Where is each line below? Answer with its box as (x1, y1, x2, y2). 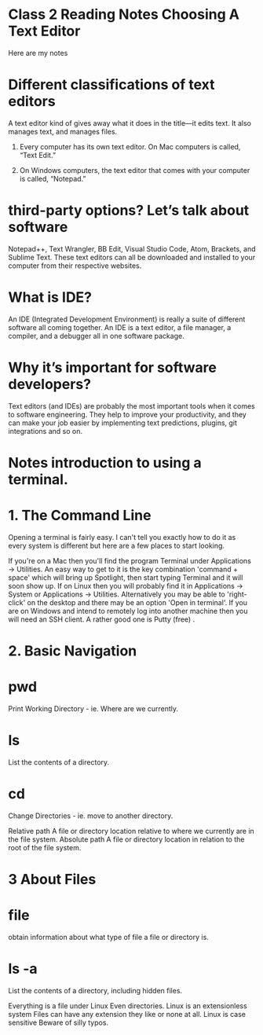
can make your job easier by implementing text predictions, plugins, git (8, 418, 238, 428)
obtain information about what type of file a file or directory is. (8, 932, 210, 941)
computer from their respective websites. (8, 261, 142, 270)
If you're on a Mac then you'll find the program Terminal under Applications (8, 556, 251, 565)
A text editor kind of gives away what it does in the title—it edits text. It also (8, 118, 251, 127)
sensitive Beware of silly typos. (8, 1018, 108, 1027)
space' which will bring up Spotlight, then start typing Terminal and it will (8, 572, 243, 582)
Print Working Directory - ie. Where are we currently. (8, 703, 179, 713)
